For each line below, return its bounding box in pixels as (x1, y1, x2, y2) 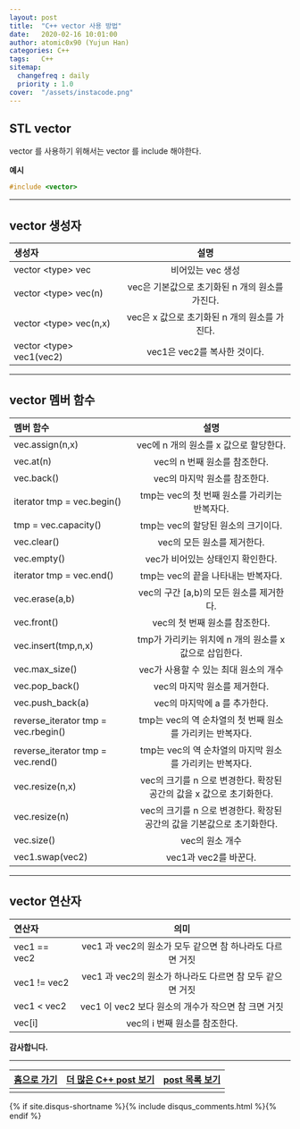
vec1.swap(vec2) (13, 850, 88, 863)
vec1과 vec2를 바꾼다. (165, 851, 257, 864)
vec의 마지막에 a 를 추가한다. (154, 696, 270, 709)
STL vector (9, 121, 71, 136)
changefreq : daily (17, 72, 90, 80)
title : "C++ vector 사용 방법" (9, 21, 122, 30)
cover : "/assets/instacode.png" (9, 88, 134, 97)
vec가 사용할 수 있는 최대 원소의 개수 (138, 663, 284, 676)
